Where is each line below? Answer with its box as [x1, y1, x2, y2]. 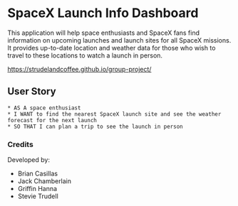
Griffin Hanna [17, 185, 58, 193]
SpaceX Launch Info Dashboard [7, 5, 199, 21]
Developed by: [7, 156, 50, 164]
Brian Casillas [17, 169, 58, 178]
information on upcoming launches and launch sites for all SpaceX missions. [7, 36, 232, 44]
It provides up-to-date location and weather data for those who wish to [7, 43, 216, 52]
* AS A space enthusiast [7, 104, 81, 112]
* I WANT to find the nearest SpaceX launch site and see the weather [7, 110, 222, 118]
